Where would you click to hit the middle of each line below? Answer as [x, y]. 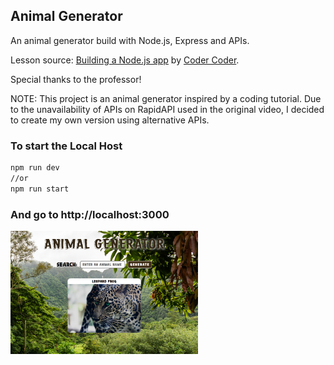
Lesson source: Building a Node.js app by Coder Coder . [125, 60]
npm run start [40, 189]
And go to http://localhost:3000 [90, 214]
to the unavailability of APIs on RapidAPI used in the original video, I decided [167, 109]
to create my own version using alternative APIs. [110, 120]
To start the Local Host [66, 146]
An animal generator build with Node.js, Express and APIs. [130, 40]
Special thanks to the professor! [76, 79]
